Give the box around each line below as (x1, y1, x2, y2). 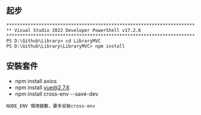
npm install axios (14, 77, 57, 84)
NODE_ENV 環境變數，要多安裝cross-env (6, 103, 95, 109)
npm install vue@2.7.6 (14, 84, 70, 91)
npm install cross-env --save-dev (14, 90, 99, 98)
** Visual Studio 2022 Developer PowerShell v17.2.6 (6, 27, 141, 33)
